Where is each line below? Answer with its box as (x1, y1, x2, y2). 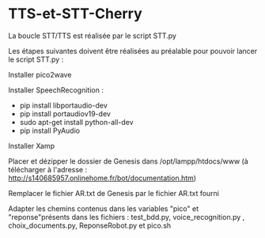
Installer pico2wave (8, 70, 72, 79)
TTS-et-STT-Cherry (8, 5, 142, 23)
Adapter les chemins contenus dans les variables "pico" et (8, 203, 199, 213)
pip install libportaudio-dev (19, 100, 108, 110)
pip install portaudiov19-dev (19, 108, 111, 119)
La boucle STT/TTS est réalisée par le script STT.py (8, 31, 176, 40)
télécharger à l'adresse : (8, 164, 88, 174)
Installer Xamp (8, 141, 55, 150)
